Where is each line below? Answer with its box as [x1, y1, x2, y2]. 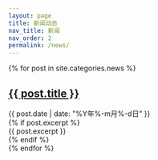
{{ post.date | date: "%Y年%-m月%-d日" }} [8, 109, 151, 118]
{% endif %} [8, 134, 50, 144]
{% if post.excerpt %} [8, 118, 80, 127]
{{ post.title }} [8, 86, 80, 100]
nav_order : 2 [8, 34, 52, 42]
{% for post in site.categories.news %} [8, 63, 136, 73]
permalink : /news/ [8, 42, 70, 50]
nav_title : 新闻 [8, 26, 60, 34]
